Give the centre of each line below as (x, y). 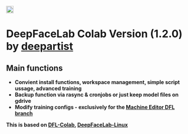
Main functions (34, 68)
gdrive (23, 101)
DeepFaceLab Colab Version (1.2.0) (94, 34)
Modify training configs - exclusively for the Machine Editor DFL (95, 107)
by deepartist (40, 46)
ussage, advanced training (48, 88)
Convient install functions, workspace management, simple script (97, 82)
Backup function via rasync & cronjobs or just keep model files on (96, 95)
